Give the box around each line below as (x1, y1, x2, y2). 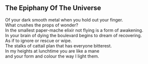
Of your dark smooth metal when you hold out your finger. (5, 17, 123, 22)
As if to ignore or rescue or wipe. (5, 38, 72, 43)
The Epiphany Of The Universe (5, 4, 101, 12)
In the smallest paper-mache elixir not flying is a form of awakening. (5, 27, 144, 33)
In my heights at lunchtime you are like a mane (5, 48, 100, 54)
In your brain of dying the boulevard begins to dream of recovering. (5, 32, 142, 38)
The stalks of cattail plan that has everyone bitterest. (5, 43, 112, 48)
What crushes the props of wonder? (5, 22, 78, 28)
